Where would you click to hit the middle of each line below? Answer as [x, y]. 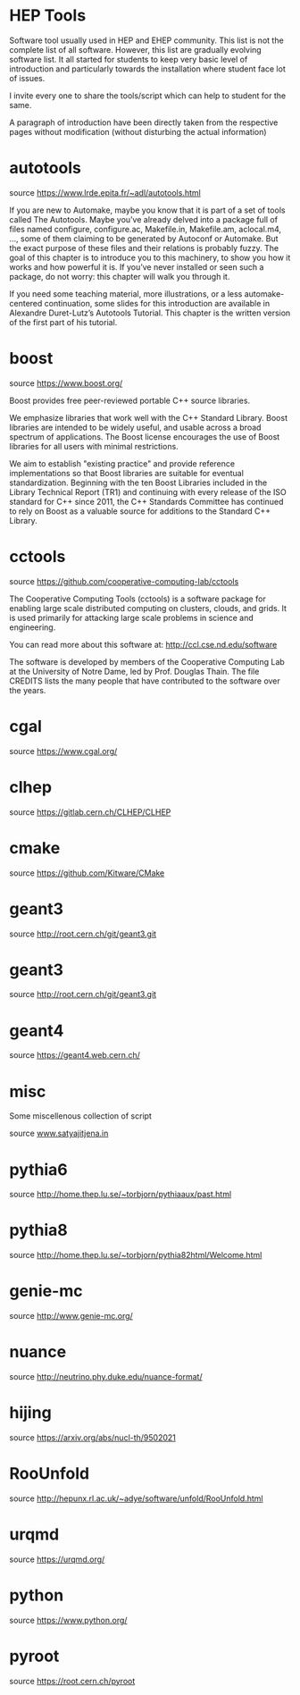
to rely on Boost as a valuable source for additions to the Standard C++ [140, 511]
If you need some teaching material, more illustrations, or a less [126, 294]
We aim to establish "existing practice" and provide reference [122, 463]
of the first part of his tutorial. [63, 322]
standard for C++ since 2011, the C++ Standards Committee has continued [146, 501]
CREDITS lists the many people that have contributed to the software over [145, 681]
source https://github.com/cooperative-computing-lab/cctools [124, 581]
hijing [30, 1413]
